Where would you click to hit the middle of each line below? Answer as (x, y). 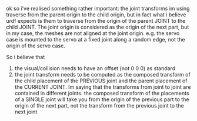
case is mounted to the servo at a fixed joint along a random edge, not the (96, 39)
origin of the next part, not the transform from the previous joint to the (99, 106)
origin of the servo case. (36, 46)
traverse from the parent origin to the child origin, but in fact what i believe (96, 15)
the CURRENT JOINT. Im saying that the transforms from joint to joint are (103, 87)
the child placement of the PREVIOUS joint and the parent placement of (101, 81)
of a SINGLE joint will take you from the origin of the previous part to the (102, 99)
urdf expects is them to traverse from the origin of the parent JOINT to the (96, 21)
